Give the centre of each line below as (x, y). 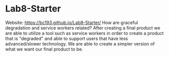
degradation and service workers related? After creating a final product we (83, 27)
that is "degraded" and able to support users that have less (67, 38)
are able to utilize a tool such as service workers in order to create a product (84, 33)
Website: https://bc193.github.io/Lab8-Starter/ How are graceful (72, 22)
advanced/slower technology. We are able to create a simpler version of (80, 43)
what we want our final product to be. (44, 49)
